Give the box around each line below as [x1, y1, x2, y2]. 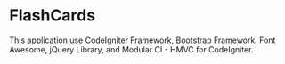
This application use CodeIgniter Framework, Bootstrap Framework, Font [9, 35, 276, 45]
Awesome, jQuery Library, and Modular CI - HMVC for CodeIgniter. [9, 44, 254, 54]
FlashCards [9, 5, 96, 26]
